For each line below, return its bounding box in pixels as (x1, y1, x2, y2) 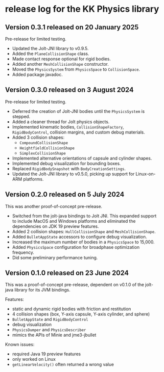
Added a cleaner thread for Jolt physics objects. (12, 119, 110, 125)
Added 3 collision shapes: (12, 134, 65, 140)
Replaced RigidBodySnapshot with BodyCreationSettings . (12, 165, 126, 171)
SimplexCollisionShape (19, 151, 66, 156)
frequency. (12, 249, 34, 255)
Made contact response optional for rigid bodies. (12, 56, 111, 62)
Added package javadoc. (12, 72, 63, 77)
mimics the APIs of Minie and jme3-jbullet (12, 332, 96, 338)
